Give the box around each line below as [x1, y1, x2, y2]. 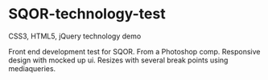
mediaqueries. [8, 63, 56, 73]
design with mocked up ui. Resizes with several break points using [8, 55, 229, 65]
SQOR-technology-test [8, 5, 167, 23]
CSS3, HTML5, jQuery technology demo [8, 31, 142, 41]
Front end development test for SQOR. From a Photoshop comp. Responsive [8, 46, 261, 56]
